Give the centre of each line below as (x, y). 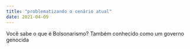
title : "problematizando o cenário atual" (59, 11)
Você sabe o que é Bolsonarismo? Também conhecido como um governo (95, 33)
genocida (18, 40)
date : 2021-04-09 (27, 17)
